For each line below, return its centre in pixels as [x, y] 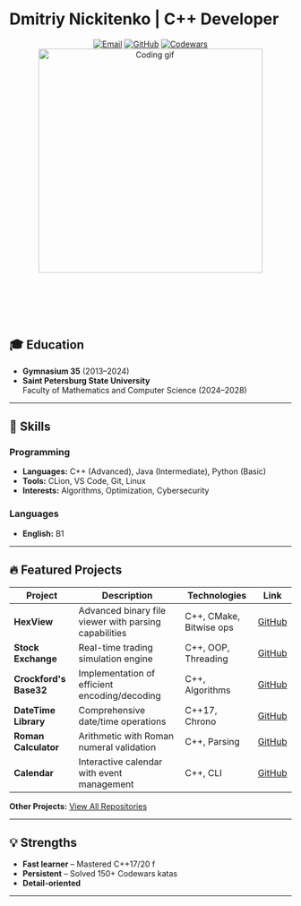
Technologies [217, 595]
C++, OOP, [207, 647]
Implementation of [116, 673]
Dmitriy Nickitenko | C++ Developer [144, 19]
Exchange [35, 659]
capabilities [103, 633]
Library [30, 721]
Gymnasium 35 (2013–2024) [76, 371]
